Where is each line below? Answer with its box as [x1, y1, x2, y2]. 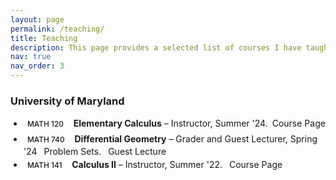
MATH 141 [26, 160, 63, 171]
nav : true [10, 52, 52, 62]
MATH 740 [26, 134, 65, 145]
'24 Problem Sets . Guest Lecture [23, 145, 167, 157]
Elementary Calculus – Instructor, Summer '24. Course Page [73, 117, 326, 130]
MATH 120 [26, 119, 64, 130]
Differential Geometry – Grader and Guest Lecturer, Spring [74, 132, 318, 145]
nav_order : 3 [10, 61, 65, 71]
